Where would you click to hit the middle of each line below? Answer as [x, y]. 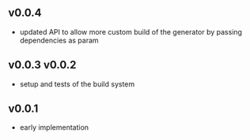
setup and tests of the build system [77, 84]
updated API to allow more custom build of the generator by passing [131, 31]
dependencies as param [59, 40]
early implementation [54, 127]
